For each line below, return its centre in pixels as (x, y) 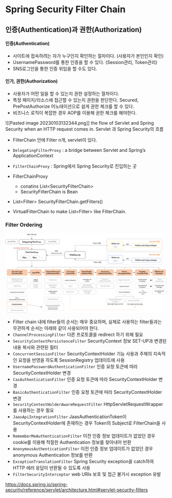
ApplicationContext (33, 155)
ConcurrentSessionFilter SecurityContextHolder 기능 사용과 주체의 (82, 354)
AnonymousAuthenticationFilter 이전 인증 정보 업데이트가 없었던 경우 (83, 449)
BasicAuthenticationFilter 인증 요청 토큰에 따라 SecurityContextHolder (87, 392)
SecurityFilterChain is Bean (49, 191)
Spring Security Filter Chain (66, 9)
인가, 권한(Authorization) (31, 81)
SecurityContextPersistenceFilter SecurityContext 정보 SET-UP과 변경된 (90, 341)
